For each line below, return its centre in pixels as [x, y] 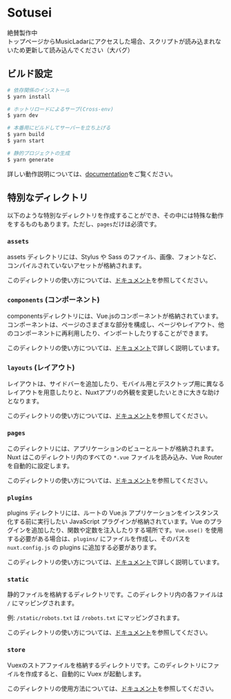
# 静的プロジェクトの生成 [39, 153]
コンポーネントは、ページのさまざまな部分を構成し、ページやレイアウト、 [113, 325]
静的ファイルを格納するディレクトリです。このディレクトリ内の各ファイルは [115, 595]
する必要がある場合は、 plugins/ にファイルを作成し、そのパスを [99, 538]
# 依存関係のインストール [39, 90]
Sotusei [30, 13]
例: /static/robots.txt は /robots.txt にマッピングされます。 [96, 618]
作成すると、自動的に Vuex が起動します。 [85, 673]
